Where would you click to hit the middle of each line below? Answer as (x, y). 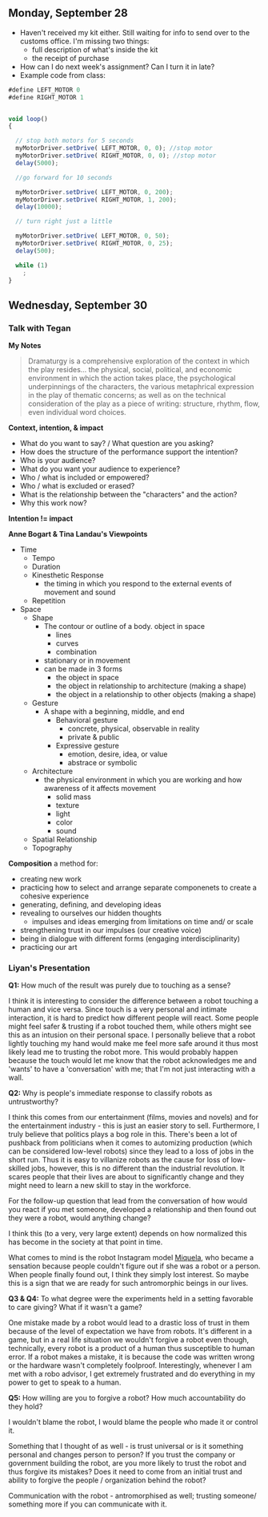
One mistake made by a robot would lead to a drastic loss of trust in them (129, 1323)
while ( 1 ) (32, 265)
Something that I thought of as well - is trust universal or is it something (126, 1446)
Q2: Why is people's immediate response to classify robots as (110, 1093)
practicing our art (48, 947)
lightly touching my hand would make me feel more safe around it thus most (133, 1044)
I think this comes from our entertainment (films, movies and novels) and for (133, 1117)
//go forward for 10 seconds (64, 177)
